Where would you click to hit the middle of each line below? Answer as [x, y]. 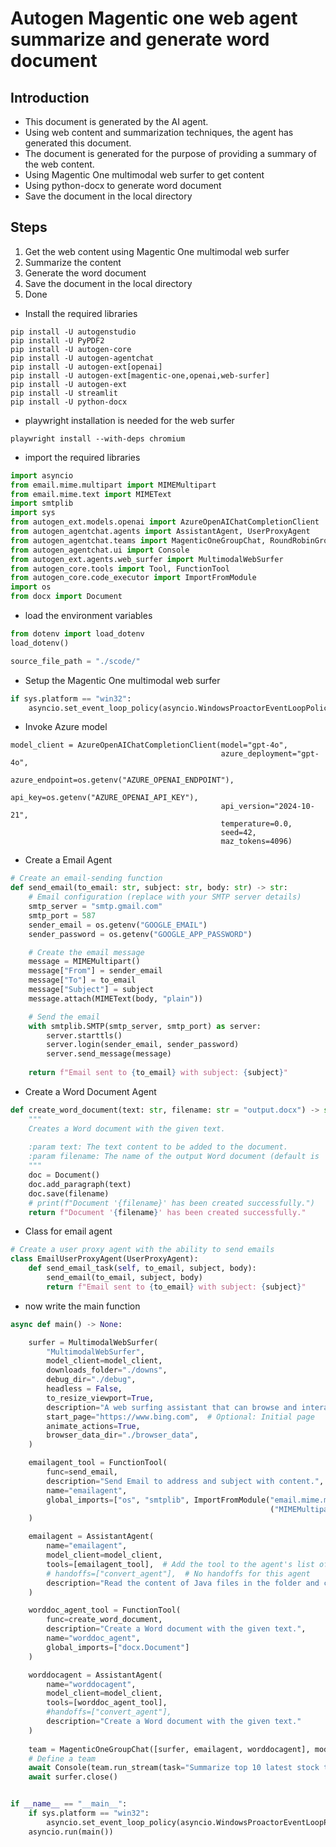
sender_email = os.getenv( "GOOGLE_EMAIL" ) [118, 925]
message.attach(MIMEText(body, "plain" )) [115, 998]
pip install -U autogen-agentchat [82, 358]
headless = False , [84, 1389]
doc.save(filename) [69, 1193]
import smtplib [42, 503]
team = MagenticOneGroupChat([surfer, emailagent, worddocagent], [169, 1749]
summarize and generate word [140, 39]
